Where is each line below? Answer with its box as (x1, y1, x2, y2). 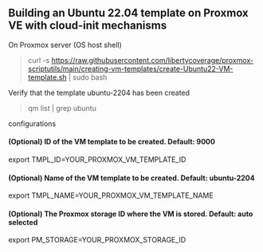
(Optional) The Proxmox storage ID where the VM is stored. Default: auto (8, 209, 253, 219)
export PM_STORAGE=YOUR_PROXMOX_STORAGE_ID (8, 235, 186, 245)
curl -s (27, 55, 50, 65)
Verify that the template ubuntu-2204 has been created (8, 88, 190, 97)
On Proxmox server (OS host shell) (8, 40, 122, 49)
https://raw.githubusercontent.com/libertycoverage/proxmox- (51, 55, 253, 65)
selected (8, 217, 38, 226)
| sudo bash (68, 72, 108, 82)
